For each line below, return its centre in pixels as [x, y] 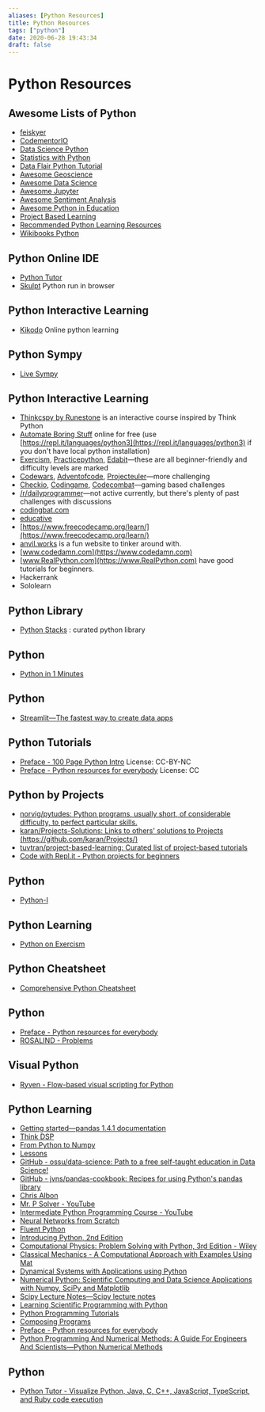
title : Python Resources [49, 23]
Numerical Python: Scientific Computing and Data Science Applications [136, 1280]
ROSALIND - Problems [56, 1040]
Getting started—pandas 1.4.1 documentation [93, 1128]
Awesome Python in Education [69, 208]
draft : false [30, 45]
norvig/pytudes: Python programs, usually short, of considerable [125, 814]
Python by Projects [56, 795]
